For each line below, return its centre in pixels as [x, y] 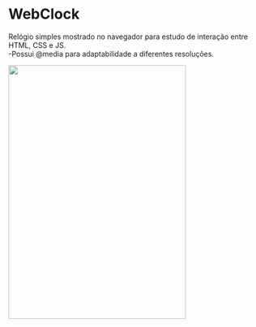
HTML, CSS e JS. [37, 45]
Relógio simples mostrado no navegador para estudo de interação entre [128, 37]
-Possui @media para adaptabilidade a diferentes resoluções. [111, 54]
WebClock [44, 14]
